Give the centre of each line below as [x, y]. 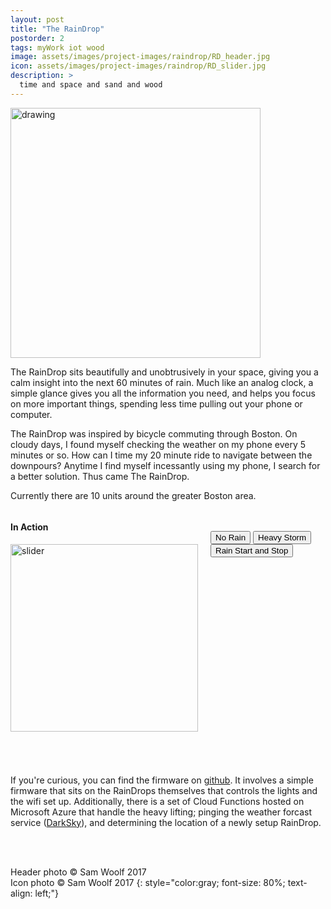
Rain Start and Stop [252, 550]
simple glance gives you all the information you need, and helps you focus [163, 393]
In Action [29, 527]
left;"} [47, 893]
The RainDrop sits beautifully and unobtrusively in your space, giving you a [164, 372]
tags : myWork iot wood [57, 47]
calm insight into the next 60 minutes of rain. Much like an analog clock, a [162, 382]
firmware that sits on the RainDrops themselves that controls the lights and [164, 790]
